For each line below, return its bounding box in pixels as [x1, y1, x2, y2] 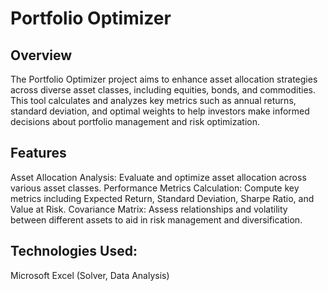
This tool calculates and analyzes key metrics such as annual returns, [10, 95, 297, 106]
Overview [10, 47, 73, 64]
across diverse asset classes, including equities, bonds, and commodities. [10, 84, 316, 96]
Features [10, 145, 67, 162]
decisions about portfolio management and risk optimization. [10, 116, 261, 127]
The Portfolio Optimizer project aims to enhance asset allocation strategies [10, 73, 318, 85]
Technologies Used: [10, 243, 138, 260]
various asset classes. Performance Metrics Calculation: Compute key [10, 182, 300, 194]
